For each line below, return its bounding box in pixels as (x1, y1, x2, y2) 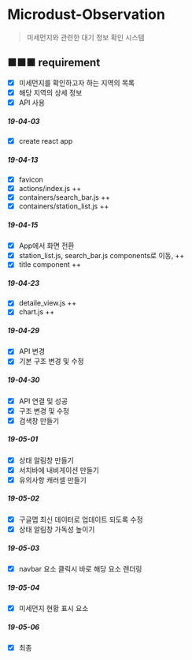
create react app (18, 136, 73, 145)
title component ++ (18, 260, 82, 269)
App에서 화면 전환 (18, 241, 75, 250)
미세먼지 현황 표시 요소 (18, 603, 89, 613)
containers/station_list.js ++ (18, 201, 109, 211)
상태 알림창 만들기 (18, 456, 74, 465)
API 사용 (18, 97, 45, 107)
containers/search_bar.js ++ (18, 193, 111, 202)
